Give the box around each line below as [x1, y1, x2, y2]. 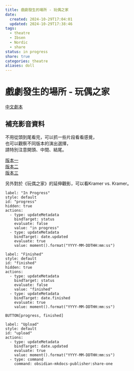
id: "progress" [5, 199, 37, 204]
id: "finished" [5, 260, 37, 265]
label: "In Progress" [5, 190, 50, 195]
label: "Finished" [5, 251, 43, 257]
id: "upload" [5, 330, 32, 335]
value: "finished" [14, 286, 52, 292]
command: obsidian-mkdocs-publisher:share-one [14, 361, 113, 366]
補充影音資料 [5, 120, 45, 128]
